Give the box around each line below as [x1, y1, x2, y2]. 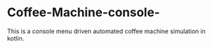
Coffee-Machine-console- [7, 5, 161, 20]
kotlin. [7, 34, 25, 42]
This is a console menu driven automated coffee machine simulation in [7, 27, 206, 35]
